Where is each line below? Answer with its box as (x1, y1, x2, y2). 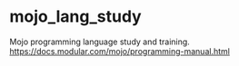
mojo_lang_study (9, 6, 143, 27)
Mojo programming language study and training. (9, 36, 191, 47)
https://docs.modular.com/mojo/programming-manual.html (9, 45, 230, 56)
